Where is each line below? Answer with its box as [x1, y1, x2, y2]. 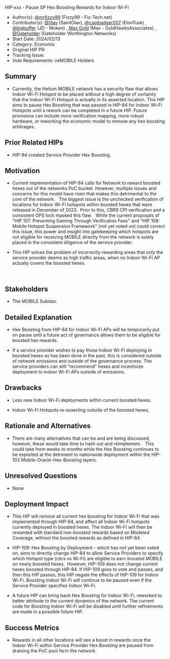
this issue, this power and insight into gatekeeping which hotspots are [12, 228, 159, 235]
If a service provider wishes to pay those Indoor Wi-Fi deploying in [12, 347, 152, 353]
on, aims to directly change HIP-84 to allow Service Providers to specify [12, 550, 163, 556]
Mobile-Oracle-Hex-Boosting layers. [20, 456, 97, 463]
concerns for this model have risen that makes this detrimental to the [12, 191, 157, 197]
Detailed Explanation [5, 313, 72, 322]
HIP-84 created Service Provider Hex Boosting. [12, 152, 111, 158]
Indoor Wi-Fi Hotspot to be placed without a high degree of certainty [12, 91, 156, 97]
